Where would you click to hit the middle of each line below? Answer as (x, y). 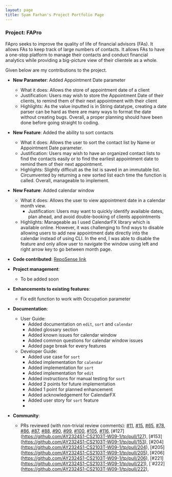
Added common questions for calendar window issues (85, 340)
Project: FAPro (24, 33)
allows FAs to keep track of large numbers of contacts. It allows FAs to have (85, 49)
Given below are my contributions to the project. (56, 70)
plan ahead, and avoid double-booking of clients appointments (94, 216)
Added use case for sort (54, 357)
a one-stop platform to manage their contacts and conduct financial (77, 55)
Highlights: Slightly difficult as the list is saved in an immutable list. (90, 169)
